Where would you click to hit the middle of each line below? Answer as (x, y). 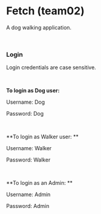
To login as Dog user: (33, 91)
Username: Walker (29, 148)
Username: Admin (28, 194)
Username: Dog (26, 102)
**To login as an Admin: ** (39, 183)
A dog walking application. (39, 27)
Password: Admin (28, 206)
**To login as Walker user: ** (42, 137)
